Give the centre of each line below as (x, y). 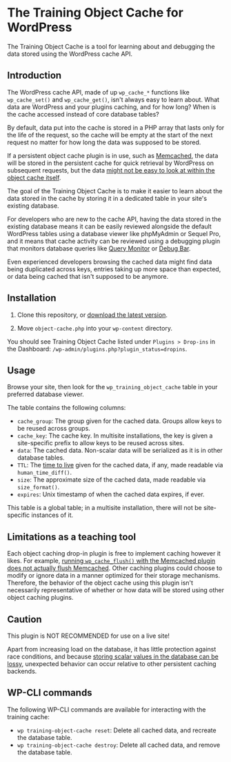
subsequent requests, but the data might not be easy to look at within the (111, 170)
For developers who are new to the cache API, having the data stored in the (114, 219)
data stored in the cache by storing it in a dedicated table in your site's (107, 198)
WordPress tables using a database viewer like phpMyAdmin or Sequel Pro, (114, 233)
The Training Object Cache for (96, 13)
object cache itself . (34, 177)
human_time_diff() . (44, 472)
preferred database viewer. (46, 394)
